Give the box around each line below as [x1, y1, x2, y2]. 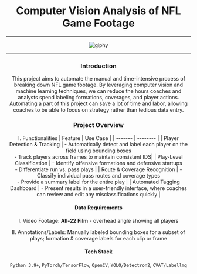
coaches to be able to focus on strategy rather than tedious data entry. [13, 106, 184, 113]
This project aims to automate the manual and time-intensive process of [11, 75, 186, 82]
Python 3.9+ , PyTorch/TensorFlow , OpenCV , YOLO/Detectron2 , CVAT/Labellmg [9, 261, 188, 268]
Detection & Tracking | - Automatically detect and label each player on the [9, 141, 188, 148]
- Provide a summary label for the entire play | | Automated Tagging [17, 178, 180, 185]
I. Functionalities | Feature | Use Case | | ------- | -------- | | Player [18, 134, 179, 142]
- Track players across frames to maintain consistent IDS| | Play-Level [14, 153, 183, 160]
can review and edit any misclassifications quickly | [36, 191, 161, 198]
